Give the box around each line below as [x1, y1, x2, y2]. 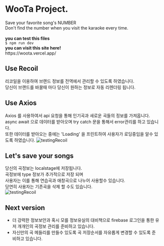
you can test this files [5, 35, 50, 41]
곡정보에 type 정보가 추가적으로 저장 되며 [5, 171, 84, 178]
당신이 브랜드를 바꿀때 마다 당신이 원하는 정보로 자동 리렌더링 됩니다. [5, 84, 136, 90]
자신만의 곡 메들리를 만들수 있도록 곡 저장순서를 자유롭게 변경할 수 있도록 [12, 230, 151, 236]
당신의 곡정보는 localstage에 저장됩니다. [5, 165, 82, 171]
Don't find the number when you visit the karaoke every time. [5, 25, 129, 31]
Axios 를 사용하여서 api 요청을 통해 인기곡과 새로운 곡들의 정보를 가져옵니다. [5, 112, 150, 119]
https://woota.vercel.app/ [5, 50, 56, 56]
